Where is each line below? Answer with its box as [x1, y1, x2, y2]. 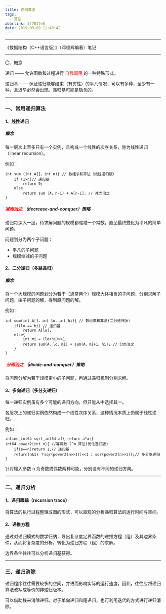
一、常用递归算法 [5, 105, 46, 112]
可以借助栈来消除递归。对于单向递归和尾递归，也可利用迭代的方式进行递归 [5, 597, 157, 603]
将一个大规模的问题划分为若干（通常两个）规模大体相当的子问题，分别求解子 [5, 291, 161, 297]
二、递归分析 [5, 484, 36, 491]
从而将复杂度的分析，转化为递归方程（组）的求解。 [13, 539, 118, 545]
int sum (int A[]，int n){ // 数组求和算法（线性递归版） [5, 171, 117, 176]
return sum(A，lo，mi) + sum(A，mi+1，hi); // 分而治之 [23, 342, 134, 347]
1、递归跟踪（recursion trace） [5, 497, 70, 503]
